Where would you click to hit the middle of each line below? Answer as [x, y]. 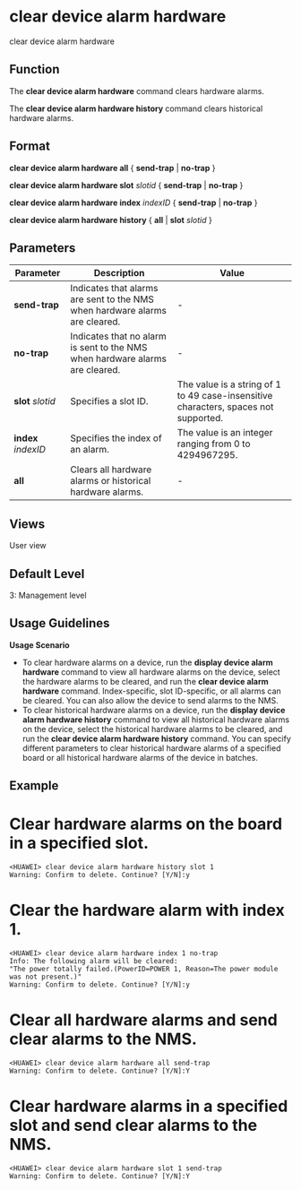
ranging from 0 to [214, 444]
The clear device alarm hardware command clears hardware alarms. [137, 91]
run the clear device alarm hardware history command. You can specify [156, 738]
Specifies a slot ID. [109, 401]
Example [34, 786]
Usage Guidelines [60, 623]
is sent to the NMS [109, 348]
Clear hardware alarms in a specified [149, 1106]
